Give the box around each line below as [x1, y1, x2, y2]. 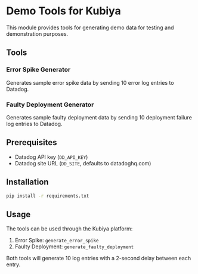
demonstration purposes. [6, 30, 69, 37]
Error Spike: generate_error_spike [14, 237, 99, 244]
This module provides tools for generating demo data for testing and [6, 24, 174, 31]
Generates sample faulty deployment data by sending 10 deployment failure [6, 113, 192, 121]
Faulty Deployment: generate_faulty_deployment [14, 243, 134, 250]
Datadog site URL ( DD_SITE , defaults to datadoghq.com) [14, 159, 151, 167]
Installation [6, 177, 49, 187]
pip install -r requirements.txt [6, 193, 89, 199]
